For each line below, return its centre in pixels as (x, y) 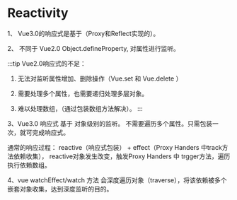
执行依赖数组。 (29, 165)
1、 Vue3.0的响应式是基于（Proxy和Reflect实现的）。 (83, 33)
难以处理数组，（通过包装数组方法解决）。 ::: (80, 108)
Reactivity (38, 13)
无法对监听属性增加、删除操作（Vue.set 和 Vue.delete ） (100, 78)
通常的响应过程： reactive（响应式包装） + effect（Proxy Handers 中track (115, 147)
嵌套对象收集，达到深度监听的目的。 (60, 189)
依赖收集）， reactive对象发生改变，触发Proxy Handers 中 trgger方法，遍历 (122, 156)
